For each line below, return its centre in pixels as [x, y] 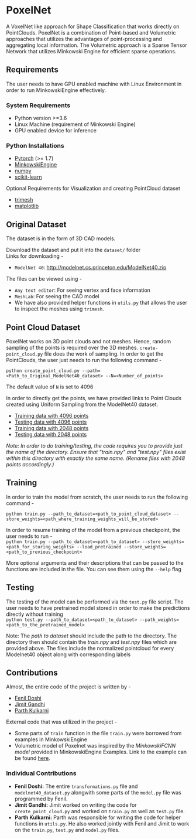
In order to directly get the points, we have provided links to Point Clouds [94, 398]
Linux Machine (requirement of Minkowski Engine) [75, 124]
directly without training [35, 614]
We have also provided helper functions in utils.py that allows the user [101, 303]
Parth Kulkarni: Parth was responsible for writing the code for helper [98, 817]
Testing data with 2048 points [51, 434]
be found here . [32, 758]
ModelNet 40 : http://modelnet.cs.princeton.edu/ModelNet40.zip [90, 268]
